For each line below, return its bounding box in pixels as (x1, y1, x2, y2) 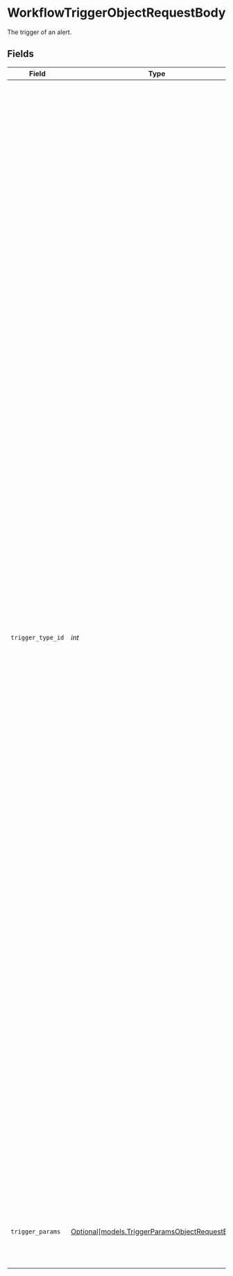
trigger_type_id (10, 633, 64, 641)
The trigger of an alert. (7, 28, 72, 36)
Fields (7, 48, 35, 60)
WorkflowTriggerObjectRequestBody (7, 5, 226, 21)
